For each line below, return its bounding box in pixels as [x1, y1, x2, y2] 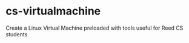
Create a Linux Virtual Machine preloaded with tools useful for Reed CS [5, 24, 184, 31]
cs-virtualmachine [5, 4, 101, 18]
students [5, 30, 28, 38]
